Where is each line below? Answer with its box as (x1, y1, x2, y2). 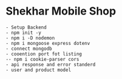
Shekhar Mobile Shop (5, 4, 117, 18)
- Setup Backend (5, 24, 47, 30)
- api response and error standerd (5, 61, 96, 67)
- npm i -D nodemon (5, 35, 55, 41)
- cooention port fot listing (5, 50, 83, 57)
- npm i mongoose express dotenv (5, 40, 90, 46)
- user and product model (5, 67, 71, 73)
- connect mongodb (5, 46, 52, 52)
